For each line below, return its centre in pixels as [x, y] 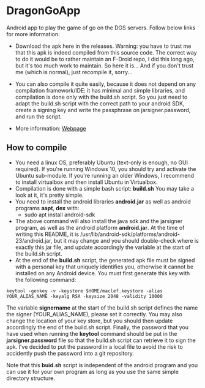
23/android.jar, [34, 240]
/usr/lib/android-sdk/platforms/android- [130, 234]
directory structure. [31, 378]
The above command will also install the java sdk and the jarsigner [99, 221]
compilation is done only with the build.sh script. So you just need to [101, 97]
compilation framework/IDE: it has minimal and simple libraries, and [100, 90]
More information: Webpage [51, 128]
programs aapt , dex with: [47, 208]
